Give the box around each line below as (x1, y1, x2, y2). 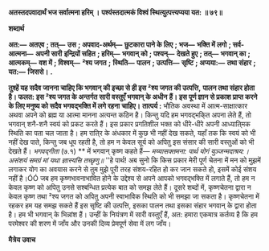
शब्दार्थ (8, 24, 25, 33)
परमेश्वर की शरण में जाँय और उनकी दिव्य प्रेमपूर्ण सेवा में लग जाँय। (8, 219, 172, 228)
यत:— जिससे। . (8, 67, 54, 76)
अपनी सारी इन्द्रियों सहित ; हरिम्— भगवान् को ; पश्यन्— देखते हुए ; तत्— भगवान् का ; (35, 49, 251, 58)
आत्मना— (8, 49, 34, 58)
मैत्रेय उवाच (8, 235, 36, 245)
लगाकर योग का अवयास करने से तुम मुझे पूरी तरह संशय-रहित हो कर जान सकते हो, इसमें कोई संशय (8, 165, 257, 174)
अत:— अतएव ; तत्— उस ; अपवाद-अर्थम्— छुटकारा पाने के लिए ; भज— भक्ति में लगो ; (8, 40, 231, 49)
